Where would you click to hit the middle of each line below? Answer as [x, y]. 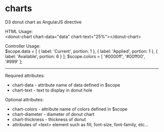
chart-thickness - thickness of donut [49, 119]
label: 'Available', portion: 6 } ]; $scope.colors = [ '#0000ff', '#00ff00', [75, 56]
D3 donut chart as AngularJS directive [43, 22]
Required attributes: [25, 75]
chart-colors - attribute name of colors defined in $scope [70, 109]
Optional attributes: [24, 99]
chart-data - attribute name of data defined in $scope [66, 85]
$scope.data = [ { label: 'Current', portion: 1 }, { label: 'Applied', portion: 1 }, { [82, 51]
